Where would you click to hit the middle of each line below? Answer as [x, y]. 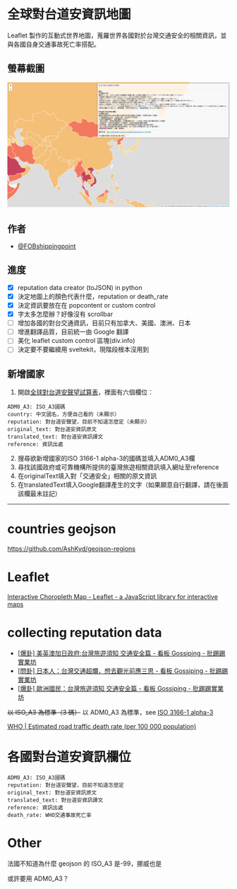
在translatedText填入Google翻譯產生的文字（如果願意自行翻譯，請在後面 [123, 485]
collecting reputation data [85, 633]
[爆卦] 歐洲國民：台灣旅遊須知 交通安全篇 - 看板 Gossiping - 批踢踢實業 [121, 688]
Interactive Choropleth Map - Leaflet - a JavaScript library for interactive [113, 597]
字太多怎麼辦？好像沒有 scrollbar [65, 314]
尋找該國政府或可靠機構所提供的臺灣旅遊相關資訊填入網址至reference [118, 467]
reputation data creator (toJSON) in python [80, 287]
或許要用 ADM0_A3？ [38, 878]
